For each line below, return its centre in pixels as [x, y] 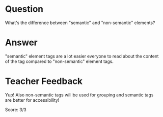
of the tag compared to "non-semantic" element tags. [59, 61]
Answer [21, 43]
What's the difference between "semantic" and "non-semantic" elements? [80, 23]
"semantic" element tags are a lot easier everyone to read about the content [82, 56]
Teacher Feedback [44, 81]
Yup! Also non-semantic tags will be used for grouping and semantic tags [79, 95]
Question [24, 9]
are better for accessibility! [32, 100]
